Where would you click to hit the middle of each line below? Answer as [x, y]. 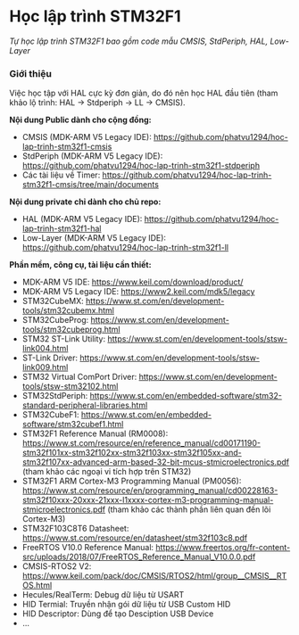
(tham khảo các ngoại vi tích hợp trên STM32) [107, 472]
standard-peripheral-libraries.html [85, 405]
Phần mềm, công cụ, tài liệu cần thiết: [80, 265]
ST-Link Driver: [50, 358]
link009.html [45, 367]
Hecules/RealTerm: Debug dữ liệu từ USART [103, 595]
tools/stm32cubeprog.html [71, 330]
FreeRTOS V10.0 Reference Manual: [88, 548]
